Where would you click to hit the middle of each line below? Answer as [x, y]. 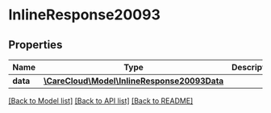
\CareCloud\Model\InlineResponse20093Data [133, 81]
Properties [35, 45]
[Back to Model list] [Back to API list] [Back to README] [101, 101]
